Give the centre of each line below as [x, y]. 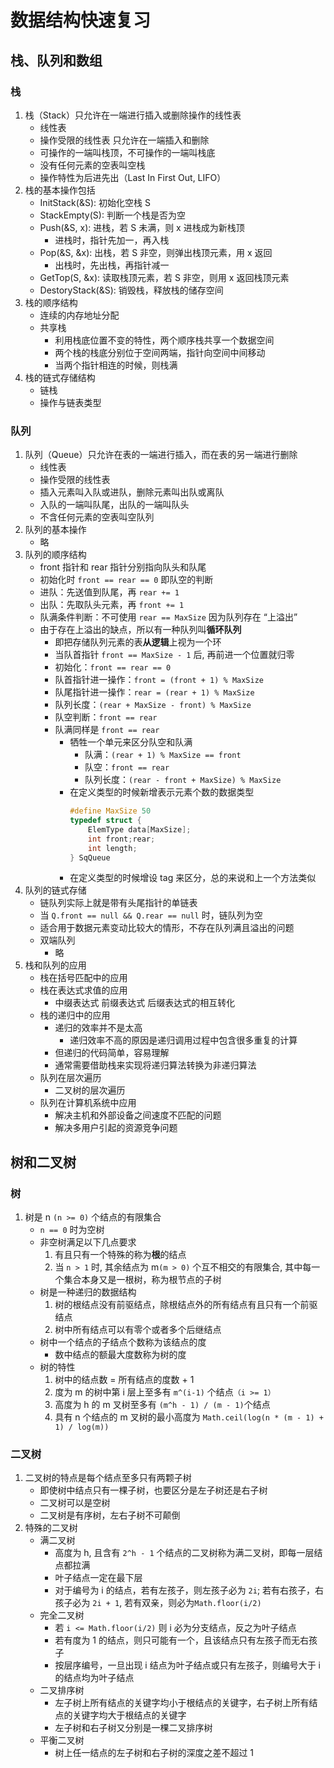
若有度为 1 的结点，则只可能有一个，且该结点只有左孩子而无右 [181, 1640]
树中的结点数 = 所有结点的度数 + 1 [124, 1380]
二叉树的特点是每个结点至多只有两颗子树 [108, 1478]
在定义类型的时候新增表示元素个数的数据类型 [162, 792]
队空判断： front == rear [106, 717]
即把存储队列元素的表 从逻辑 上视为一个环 [138, 642]
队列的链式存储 [55, 890]
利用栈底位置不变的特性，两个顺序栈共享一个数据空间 [164, 340]
